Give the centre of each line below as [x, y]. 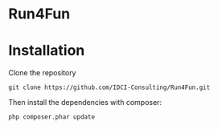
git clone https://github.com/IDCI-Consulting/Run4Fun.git [109, 88]
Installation [47, 51]
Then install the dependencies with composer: [85, 103]
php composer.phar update [51, 117]
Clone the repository [42, 73]
